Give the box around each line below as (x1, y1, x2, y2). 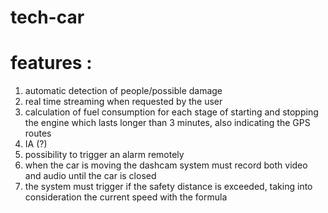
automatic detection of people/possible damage (24, 85, 223, 97)
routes (24, 127, 52, 140)
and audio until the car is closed (24, 170, 157, 182)
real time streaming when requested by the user (24, 96, 223, 108)
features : (10, 52, 93, 75)
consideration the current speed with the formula (24, 191, 228, 203)
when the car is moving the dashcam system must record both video (24, 159, 308, 171)
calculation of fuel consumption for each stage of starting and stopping (24, 106, 319, 118)
